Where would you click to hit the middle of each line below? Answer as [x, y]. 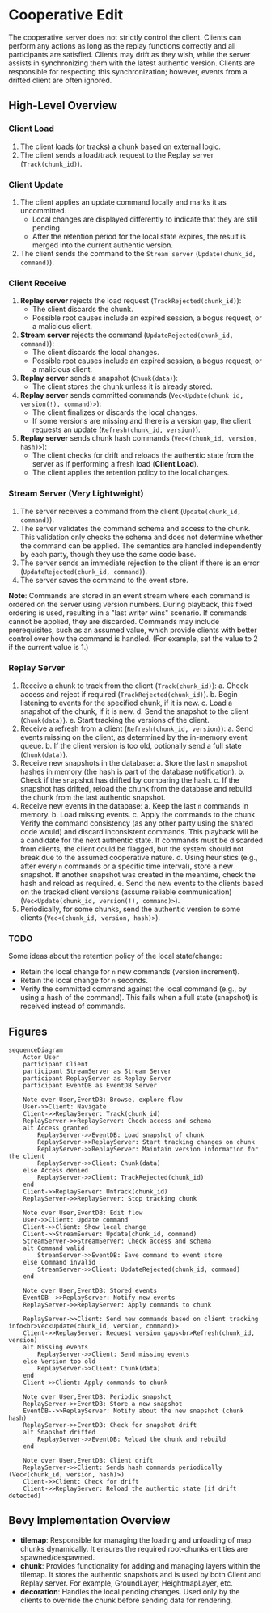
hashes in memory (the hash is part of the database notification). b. [132, 771]
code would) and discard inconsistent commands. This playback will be [139, 831]
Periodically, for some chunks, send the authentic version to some [130, 909]
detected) [25, 1496]
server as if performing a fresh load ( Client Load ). [115, 464]
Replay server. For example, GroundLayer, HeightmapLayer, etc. [126, 1583]
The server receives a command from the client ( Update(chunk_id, [130, 511]
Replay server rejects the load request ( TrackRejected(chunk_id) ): [131, 301]
